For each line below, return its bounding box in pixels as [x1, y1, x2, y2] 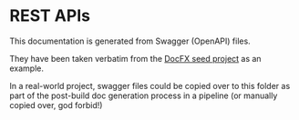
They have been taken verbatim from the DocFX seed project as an [9, 53, 262, 64]
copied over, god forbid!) [9, 99, 103, 110]
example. [9, 63, 44, 74]
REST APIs [9, 5, 91, 26]
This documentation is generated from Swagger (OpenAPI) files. [9, 35, 251, 46]
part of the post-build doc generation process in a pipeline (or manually [9, 90, 278, 101]
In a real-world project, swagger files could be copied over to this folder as [9, 80, 291, 91]
